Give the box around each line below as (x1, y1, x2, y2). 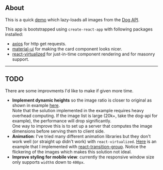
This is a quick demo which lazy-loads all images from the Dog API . (5, 17, 140, 22)
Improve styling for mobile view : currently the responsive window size (12, 154, 154, 160)
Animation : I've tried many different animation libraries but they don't (12, 133, 151, 139)
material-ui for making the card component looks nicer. (12, 46, 122, 51)
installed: (5, 31, 23, 37)
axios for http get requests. (12, 41, 66, 47)
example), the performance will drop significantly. (12, 118, 112, 123)
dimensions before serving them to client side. (12, 128, 105, 134)
